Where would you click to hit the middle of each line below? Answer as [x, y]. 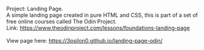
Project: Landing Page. [35, 9]
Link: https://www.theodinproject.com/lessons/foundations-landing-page [98, 28]
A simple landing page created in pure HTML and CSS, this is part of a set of [102, 15]
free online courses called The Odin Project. [62, 21]
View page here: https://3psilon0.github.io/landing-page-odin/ [85, 41]
